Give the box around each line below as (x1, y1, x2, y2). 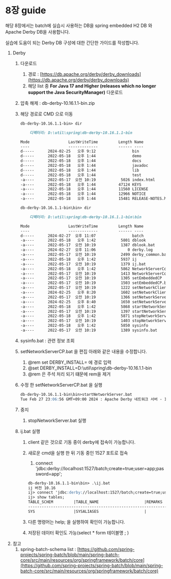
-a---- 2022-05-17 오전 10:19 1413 (20, 271, 130, 276)
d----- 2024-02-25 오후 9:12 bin (20, 149, 139, 154)
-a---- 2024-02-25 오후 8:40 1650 (20, 299, 130, 304)
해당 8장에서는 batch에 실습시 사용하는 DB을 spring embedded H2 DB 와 (5, 22, 153, 28)
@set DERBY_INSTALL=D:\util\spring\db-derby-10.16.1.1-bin (27, 365, 152, 371)
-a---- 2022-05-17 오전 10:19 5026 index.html (20, 177, 155, 182)
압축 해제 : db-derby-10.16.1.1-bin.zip (20, 100, 95, 106)
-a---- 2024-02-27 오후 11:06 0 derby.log (20, 247, 153, 252)
